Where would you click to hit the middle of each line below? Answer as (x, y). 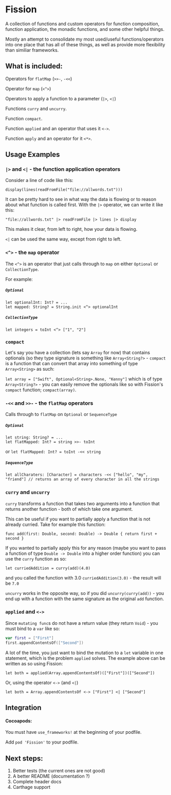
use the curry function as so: (36, 558)
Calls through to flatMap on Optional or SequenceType (61, 414)
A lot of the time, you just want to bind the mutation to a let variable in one (84, 653)
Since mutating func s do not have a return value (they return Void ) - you (82, 623)
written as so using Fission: (34, 663)
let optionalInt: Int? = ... (36, 302)
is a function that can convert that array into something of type (72, 363)
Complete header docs (37, 781)
